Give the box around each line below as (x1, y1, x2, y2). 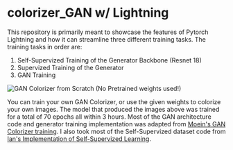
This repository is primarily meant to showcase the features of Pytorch (7, 28, 209, 36)
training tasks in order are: (7, 42, 83, 51)
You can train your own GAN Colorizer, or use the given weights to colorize (7, 97, 221, 106)
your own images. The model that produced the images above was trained (7, 105, 220, 113)
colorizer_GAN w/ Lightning (7, 5, 169, 21)
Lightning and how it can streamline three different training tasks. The (7, 35, 207, 43)
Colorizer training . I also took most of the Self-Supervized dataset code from (7, 127, 226, 135)
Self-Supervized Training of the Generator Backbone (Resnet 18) (17, 56, 202, 64)
